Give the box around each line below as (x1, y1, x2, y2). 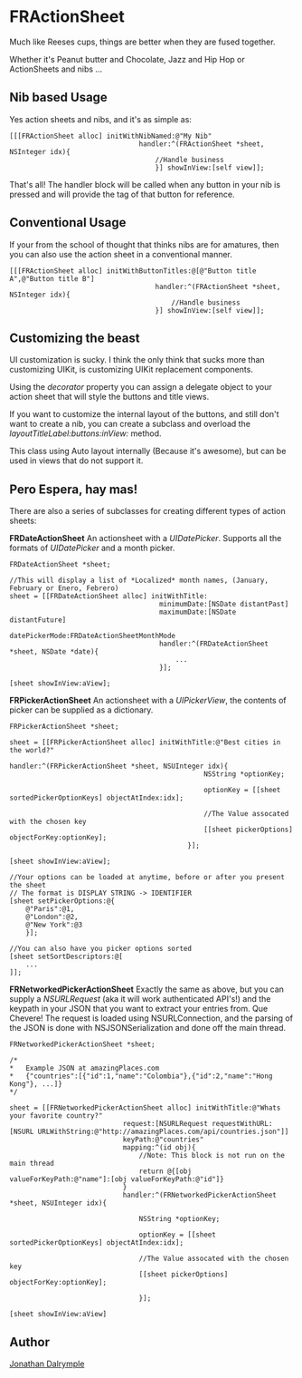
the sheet (9, 881, 47, 890)
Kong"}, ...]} (9, 1080, 63, 1089)
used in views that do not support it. (9, 455, 144, 466)
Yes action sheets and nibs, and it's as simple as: (9, 113, 193, 124)
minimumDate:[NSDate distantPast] (158, 600, 289, 609)
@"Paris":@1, (25, 905, 75, 914)
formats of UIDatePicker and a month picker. (9, 542, 175, 554)
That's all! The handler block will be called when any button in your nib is (9, 179, 281, 189)
